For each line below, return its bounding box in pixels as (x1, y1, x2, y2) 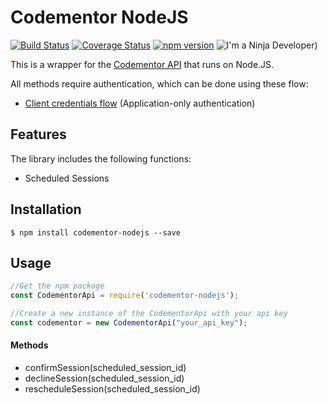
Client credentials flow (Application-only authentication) (24, 97, 256, 109)
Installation (10, 201, 82, 218)
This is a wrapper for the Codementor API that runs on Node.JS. (10, 58, 275, 70)
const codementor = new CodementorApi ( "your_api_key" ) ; (10, 318, 248, 328)
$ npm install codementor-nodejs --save (10, 227, 182, 238)
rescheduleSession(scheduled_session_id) (24, 383, 201, 395)
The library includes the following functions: (10, 152, 192, 165)
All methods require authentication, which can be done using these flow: (10, 77, 309, 90)
